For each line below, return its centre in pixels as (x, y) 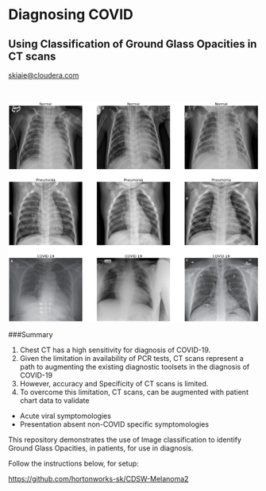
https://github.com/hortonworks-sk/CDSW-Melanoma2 (98, 478)
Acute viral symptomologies (65, 416)
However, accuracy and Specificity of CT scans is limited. (114, 383)
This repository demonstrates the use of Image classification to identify (125, 439)
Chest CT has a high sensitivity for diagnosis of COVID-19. (115, 350)
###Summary (31, 334)
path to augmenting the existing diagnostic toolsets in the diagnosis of (135, 366)
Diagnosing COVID (71, 15)
